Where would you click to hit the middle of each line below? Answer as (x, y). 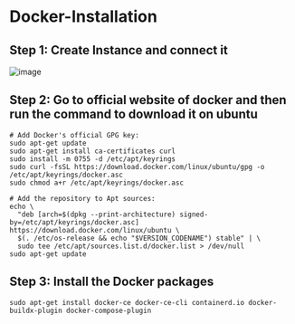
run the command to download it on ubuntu (133, 114)
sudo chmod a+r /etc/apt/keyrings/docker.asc (96, 183)
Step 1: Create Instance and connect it (119, 50)
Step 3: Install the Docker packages (112, 282)
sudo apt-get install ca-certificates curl (93, 151)
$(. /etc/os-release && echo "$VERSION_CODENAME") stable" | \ (139, 238)
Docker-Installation (84, 17)
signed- (194, 214)
